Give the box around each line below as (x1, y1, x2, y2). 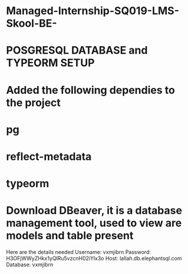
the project (6, 96, 61, 109)
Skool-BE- (6, 17, 57, 30)
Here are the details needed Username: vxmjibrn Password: (6, 249, 151, 256)
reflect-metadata (6, 149, 92, 163)
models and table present (6, 229, 134, 243)
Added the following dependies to (6, 83, 175, 97)
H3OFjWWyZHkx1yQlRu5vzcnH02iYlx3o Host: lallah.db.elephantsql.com (6, 255, 182, 262)
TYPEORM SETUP (6, 56, 95, 70)
